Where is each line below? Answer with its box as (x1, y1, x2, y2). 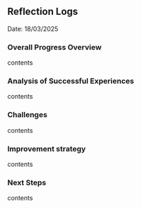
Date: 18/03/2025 (7, 24, 59, 33)
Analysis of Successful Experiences (7, 76, 135, 86)
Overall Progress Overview (7, 42, 102, 52)
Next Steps (7, 177, 47, 187)
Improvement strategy (7, 143, 86, 153)
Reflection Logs (7, 6, 79, 18)
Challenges (7, 110, 47, 120)
